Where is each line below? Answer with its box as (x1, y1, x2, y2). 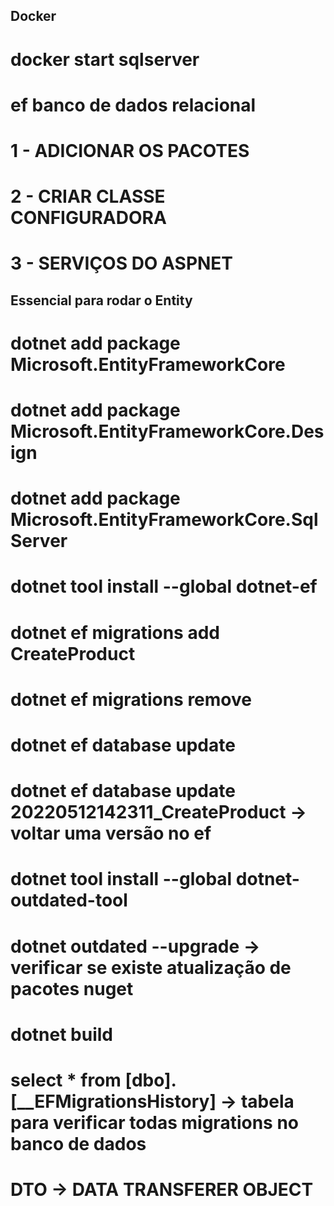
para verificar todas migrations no (10, 1111, 300, 1134)
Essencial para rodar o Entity (10, 292, 193, 309)
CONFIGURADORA (10, 207, 167, 229)
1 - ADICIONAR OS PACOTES (10, 139, 250, 162)
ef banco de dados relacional (10, 94, 257, 116)
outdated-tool (10, 889, 128, 912)
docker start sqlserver (10, 48, 200, 71)
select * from (10, 1069, 122, 1091)
